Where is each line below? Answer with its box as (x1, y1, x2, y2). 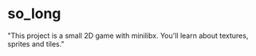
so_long (7, 5, 61, 23)
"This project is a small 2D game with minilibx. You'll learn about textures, (7, 31, 249, 40)
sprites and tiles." (7, 39, 65, 48)
